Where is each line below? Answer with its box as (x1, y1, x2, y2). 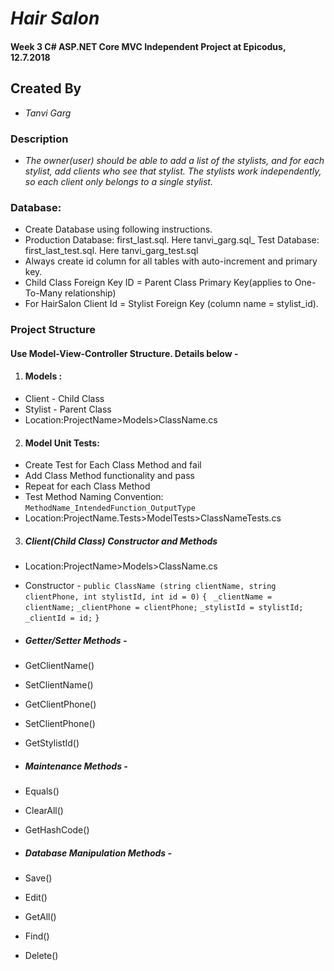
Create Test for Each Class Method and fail (24, 459, 202, 471)
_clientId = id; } (24, 613, 100, 624)
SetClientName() (24, 679, 94, 691)
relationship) (64, 287, 117, 299)
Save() (24, 872, 53, 884)
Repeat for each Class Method (24, 480, 151, 492)
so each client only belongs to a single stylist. (24, 175, 213, 187)
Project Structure (10, 323, 96, 337)
